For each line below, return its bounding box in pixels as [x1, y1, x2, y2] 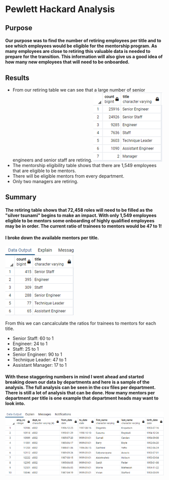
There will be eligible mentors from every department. [12, 173, 125, 179]
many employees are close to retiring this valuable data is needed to [5, 48, 151, 54]
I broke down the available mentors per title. [5, 234, 99, 241]
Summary [5, 193, 37, 202]
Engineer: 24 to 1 [12, 341, 48, 347]
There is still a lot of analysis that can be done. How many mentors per [5, 389, 155, 395]
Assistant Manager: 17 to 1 [12, 362, 67, 368]
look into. [5, 400, 26, 406]
